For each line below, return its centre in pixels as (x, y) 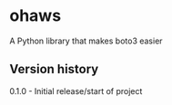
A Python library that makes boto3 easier (86, 41)
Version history (54, 69)
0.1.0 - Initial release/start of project (76, 91)
